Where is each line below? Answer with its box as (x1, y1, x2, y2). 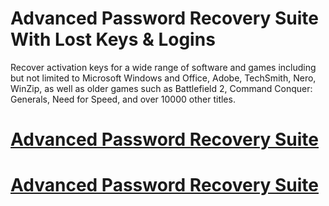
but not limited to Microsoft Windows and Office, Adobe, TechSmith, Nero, (10, 72, 317, 84)
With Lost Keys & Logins (10, 28, 216, 51)
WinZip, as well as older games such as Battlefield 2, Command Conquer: (10, 82, 313, 94)
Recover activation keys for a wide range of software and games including (10, 61, 317, 73)
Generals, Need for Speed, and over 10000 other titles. (10, 93, 236, 105)
